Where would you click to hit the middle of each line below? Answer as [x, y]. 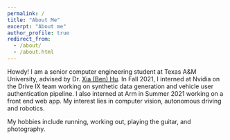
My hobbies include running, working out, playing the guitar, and [99, 121]
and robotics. [26, 108]
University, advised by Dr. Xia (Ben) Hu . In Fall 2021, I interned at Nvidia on [114, 79]
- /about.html [34, 52]
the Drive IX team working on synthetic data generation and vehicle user [110, 86]
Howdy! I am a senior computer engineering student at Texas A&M [102, 71]
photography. [26, 129]
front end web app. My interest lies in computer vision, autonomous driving [114, 101]
